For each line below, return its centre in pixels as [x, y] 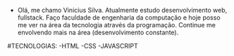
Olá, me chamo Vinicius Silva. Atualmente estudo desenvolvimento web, [122, 10]
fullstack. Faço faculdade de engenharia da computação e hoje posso [119, 17]
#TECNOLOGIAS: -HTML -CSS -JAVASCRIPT [73, 46]
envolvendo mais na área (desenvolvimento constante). [98, 32]
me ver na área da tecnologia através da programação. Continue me [117, 25]
